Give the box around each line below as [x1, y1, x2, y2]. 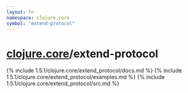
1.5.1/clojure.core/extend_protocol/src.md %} [6, 80, 120, 87]
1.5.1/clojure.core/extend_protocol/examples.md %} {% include [6, 73, 165, 81]
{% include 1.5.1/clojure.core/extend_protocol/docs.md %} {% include [6, 67, 182, 74]
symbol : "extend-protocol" [6, 20, 75, 26]
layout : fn [6, 9, 34, 15]
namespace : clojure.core [6, 15, 70, 21]
